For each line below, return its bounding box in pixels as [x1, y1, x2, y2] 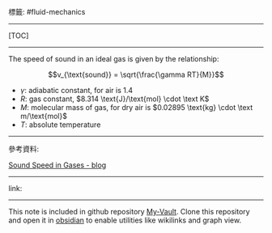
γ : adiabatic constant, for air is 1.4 [19, 86, 134, 95]
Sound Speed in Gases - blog [8, 160, 107, 170]
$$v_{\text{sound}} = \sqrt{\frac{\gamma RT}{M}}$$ [48, 70, 224, 79]
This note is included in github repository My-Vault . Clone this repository [8, 207, 250, 216]
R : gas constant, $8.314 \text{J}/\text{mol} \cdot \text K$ [19, 94, 210, 104]
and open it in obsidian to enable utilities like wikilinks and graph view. [8, 215, 241, 225]
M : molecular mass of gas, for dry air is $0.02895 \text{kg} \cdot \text [19, 103, 253, 112]
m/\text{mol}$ [19, 112, 67, 121]
